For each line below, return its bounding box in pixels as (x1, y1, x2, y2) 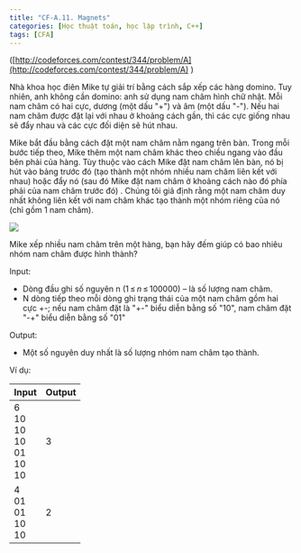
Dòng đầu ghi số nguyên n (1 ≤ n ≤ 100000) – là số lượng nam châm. (22, 283, 273, 294)
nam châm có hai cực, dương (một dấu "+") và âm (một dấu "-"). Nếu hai (9, 101, 279, 112)
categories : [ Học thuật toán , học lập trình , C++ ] (9, 22, 204, 31)
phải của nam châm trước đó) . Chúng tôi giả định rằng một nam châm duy (9, 186, 286, 197)
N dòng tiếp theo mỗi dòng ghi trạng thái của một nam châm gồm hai (22, 293, 279, 304)
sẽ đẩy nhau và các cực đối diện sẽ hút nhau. (9, 120, 178, 131)
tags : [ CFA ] (9, 30, 54, 39)
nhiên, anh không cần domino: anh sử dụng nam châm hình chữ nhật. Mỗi (9, 91, 283, 102)
